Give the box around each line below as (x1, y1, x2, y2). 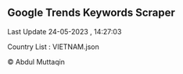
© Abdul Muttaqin (7, 57, 66, 66)
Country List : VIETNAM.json (7, 42, 99, 51)
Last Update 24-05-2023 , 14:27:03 (7, 26, 122, 36)
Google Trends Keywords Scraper (7, 6, 175, 19)
